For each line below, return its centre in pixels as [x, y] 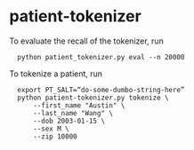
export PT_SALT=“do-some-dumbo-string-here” [101, 90]
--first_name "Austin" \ [79, 105]
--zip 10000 [55, 136]
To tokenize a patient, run [56, 74]
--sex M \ [51, 129]
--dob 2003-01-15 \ [69, 121]
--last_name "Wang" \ [73, 113]
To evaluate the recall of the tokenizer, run [87, 41]
